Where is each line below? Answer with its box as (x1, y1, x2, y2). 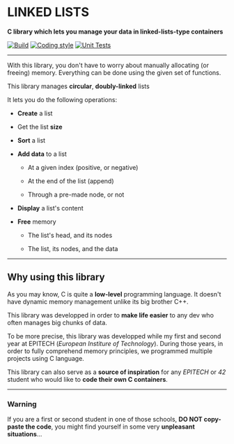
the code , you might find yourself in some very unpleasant (25, 422, 195, 431)
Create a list (17, 109, 53, 117)
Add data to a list (17, 150, 68, 158)
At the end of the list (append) (27, 176, 114, 185)
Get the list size (17, 122, 63, 131)
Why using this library (7, 271, 105, 283)
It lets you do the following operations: (7, 95, 117, 103)
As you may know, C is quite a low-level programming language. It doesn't (7, 289, 221, 298)
